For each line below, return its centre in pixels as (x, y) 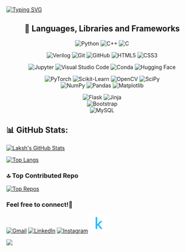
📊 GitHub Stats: (37, 130)
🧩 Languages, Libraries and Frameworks (102, 29)
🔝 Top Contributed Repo (43, 175)
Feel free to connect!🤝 (40, 204)
